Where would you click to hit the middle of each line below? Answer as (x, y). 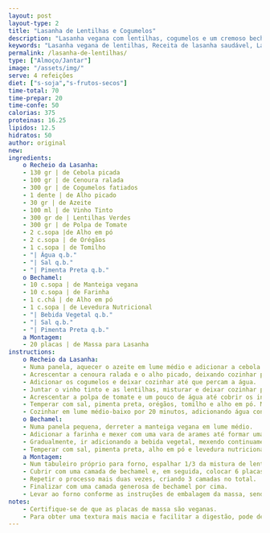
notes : (19, 502)
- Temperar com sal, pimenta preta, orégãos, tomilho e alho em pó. (140, 404)
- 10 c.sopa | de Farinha (66, 293)
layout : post (30, 16)
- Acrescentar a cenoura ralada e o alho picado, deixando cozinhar (140, 375)
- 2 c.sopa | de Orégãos (64, 240)
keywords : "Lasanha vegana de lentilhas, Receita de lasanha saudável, (131, 46)
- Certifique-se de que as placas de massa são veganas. (120, 509)
